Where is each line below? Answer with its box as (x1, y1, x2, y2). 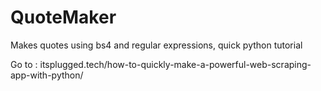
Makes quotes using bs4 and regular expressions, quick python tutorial (10, 39, 303, 51)
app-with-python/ (10, 69, 84, 81)
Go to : (10, 58, 38, 70)
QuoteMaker (10, 6, 117, 29)
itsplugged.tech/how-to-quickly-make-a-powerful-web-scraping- (39, 58, 312, 70)
